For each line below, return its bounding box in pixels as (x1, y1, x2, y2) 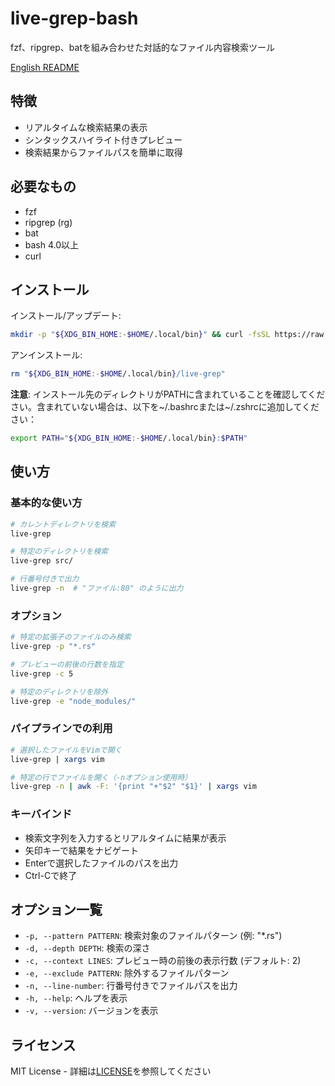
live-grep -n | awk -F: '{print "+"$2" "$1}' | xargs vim (10, 782, 257, 792)
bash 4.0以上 (24, 238, 80, 251)
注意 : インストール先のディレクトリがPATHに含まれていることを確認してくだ (10, 388, 326, 401)
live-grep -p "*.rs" (10, 642, 97, 652)
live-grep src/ (10, 556, 74, 566)
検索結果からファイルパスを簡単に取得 (24, 146, 183, 158)
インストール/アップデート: (10, 310, 122, 322)
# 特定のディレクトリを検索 (10, 547, 109, 557)
